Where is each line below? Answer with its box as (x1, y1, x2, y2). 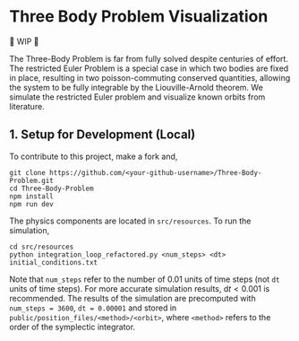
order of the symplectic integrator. (9, 321, 136, 332)
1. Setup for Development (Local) (9, 127, 196, 143)
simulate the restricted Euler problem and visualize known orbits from (9, 92, 266, 102)
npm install (9, 191, 54, 201)
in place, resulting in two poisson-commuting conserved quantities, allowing (9, 72, 291, 83)
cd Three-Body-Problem (9, 184, 94, 193)
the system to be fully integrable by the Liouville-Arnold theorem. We (9, 82, 264, 92)
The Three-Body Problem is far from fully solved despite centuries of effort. (9, 53, 289, 64)
